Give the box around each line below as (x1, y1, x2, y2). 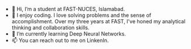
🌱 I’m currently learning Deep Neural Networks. (11, 30, 126, 37)
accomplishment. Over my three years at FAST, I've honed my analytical (11, 18, 186, 24)
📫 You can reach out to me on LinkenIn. (11, 37, 109, 44)
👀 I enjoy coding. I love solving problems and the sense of (11, 12, 151, 19)
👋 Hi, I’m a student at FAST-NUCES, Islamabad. (11, 6, 125, 12)
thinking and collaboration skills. (11, 24, 90, 31)
